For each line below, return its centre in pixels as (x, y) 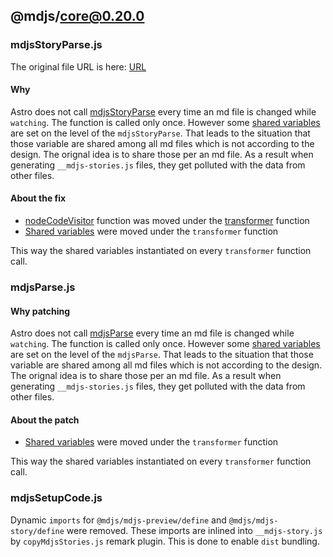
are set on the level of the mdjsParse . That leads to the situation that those (162, 355)
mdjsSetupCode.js (56, 498)
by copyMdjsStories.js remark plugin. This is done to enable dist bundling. (165, 541)
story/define (37, 531)
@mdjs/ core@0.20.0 (77, 16)
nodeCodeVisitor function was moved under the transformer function (167, 221)
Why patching (40, 311)
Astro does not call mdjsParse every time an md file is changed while (152, 333)
